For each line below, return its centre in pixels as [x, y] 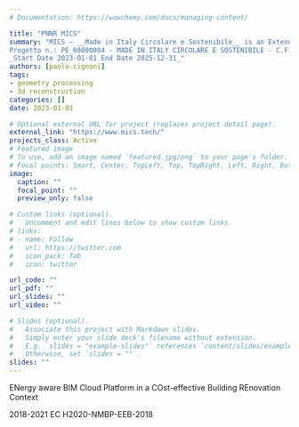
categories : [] [37, 100]
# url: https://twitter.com [65, 247]
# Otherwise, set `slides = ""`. [75, 354]
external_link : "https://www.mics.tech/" [87, 133]
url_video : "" [36, 305]
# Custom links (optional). [61, 214]
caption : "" [40, 182]
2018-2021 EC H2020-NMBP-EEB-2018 [81, 414]
